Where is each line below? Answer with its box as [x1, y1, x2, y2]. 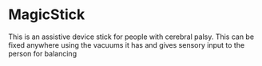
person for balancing [8, 49, 77, 58]
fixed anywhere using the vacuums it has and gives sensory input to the [8, 40, 245, 49]
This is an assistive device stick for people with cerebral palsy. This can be [8, 32, 254, 41]
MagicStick [8, 6, 85, 24]
